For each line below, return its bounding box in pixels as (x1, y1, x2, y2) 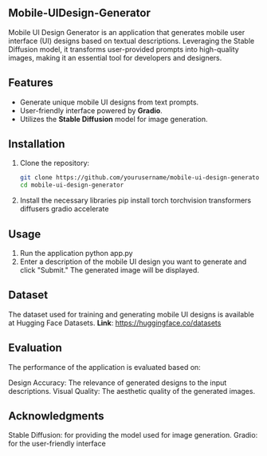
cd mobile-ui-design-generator (19, 181, 124, 190)
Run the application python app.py (19, 249, 133, 257)
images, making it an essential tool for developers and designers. (8, 53, 222, 62)
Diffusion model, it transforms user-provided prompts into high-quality (8, 44, 239, 54)
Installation (8, 137, 65, 151)
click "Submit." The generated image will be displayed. (19, 265, 199, 274)
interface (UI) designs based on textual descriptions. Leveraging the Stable (8, 36, 255, 45)
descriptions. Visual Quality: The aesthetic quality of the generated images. (8, 386, 256, 395)
